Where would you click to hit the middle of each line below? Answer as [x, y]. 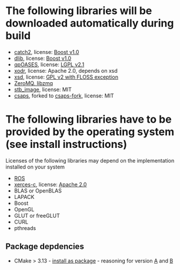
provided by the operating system [90, 132]
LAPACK [24, 197]
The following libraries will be [79, 11]
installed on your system [35, 167]
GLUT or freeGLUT [37, 215]
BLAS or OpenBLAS [38, 190]
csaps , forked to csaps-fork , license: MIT [64, 96]
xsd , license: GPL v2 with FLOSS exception [66, 77]
